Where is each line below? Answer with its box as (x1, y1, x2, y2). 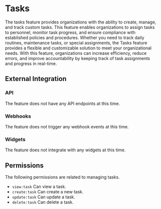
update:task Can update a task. (12, 194, 75, 200)
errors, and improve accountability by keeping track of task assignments (5, 55, 150, 61)
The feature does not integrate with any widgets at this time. (5, 147, 126, 153)
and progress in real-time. (5, 61, 57, 66)
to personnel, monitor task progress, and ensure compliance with (5, 29, 136, 35)
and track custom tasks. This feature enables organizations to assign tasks (5, 24, 155, 30)
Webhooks (5, 113, 32, 120)
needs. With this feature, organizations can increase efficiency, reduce (5, 50, 147, 56)
